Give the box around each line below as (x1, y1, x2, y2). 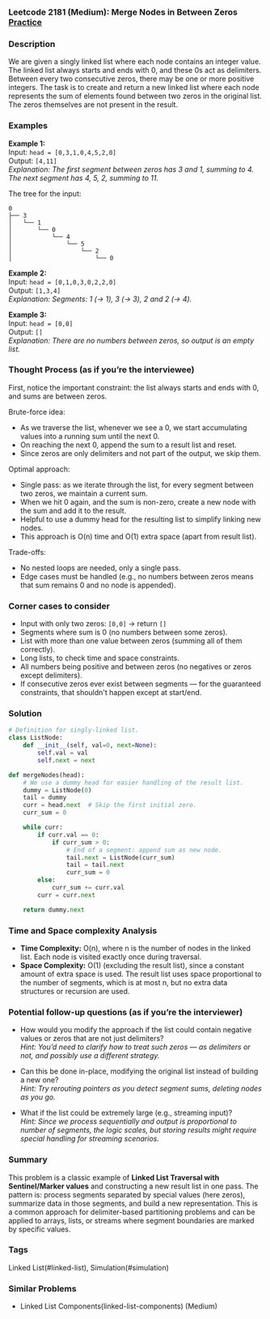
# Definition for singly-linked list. (8, 726, 139, 735)
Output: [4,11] (8, 156, 57, 165)
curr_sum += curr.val (51, 884, 125, 892)
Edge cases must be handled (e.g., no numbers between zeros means (19, 571, 254, 581)
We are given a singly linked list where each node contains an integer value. (8, 57, 261, 66)
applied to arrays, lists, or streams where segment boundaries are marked (8, 1215, 255, 1225)
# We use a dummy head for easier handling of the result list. (23, 779, 244, 787)
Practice (8, 16, 42, 28)
